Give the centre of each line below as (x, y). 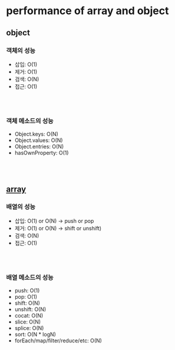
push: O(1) (27, 290)
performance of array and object (87, 11)
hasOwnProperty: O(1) (42, 153)
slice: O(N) (28, 322)
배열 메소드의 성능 (30, 277)
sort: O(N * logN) (35, 335)
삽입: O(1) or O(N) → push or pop (54, 221)
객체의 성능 (21, 50)
